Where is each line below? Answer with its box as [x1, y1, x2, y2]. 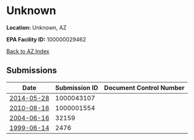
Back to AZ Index [6, 47, 50, 55]
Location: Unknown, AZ [6, 24, 67, 31]
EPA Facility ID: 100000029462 [6, 35, 86, 43]
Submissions [6, 65, 57, 76]
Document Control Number [103, 83, 185, 92]
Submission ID [54, 83, 99, 92]
